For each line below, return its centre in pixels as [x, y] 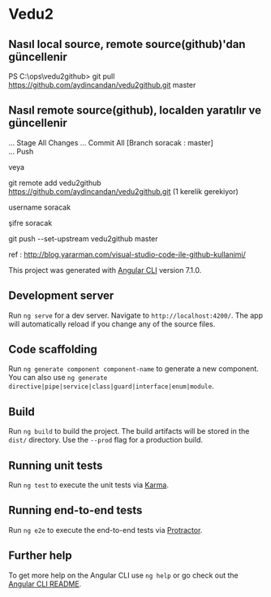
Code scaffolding [53, 350]
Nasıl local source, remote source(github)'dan [127, 44]
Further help [41, 556]
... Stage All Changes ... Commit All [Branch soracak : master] [111, 142]
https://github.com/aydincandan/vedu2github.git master [102, 85]
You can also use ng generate [58, 378]
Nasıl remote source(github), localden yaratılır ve [135, 110]
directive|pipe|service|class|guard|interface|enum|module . [111, 386]
